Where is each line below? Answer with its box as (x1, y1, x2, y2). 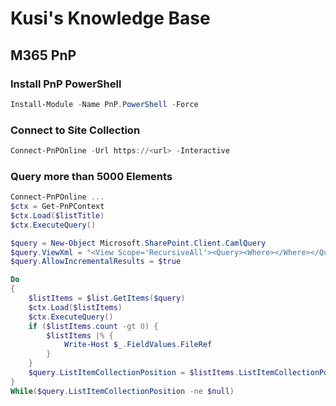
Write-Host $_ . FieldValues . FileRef (63, 340, 213, 350)
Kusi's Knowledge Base (10, 7, 211, 30)
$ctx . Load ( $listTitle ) (10, 210, 105, 221)
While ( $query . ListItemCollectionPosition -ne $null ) (10, 386, 235, 396)
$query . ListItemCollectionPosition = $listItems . (28, 368, 240, 378)
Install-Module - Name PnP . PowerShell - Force (10, 99, 199, 109)
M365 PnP (10, 47, 77, 64)
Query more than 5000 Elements (10, 169, 173, 183)
